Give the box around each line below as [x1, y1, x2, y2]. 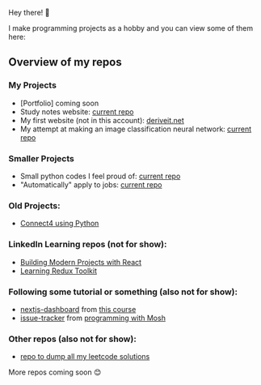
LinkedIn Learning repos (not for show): [8, 239, 167, 250]
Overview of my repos [8, 55, 123, 69]
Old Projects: [8, 199, 61, 211]
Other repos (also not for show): [8, 333, 137, 344]
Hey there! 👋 [8, 8, 50, 17]
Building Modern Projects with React [19, 257, 142, 267]
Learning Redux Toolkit [19, 266, 97, 276]
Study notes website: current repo [19, 106, 134, 117]
